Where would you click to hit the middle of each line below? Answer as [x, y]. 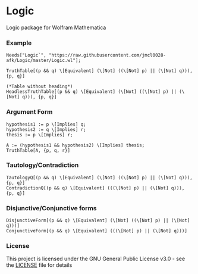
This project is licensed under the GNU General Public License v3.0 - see [96, 259]
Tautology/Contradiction [43, 165]
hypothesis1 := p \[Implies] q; [46, 124]
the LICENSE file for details [39, 265]
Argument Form [29, 112]
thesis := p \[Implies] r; [40, 135]
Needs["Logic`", [26, 55]
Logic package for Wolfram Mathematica [56, 27]
